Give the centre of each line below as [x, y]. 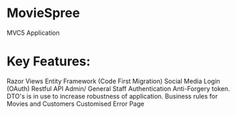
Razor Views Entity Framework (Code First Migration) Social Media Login [113, 81]
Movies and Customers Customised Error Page [76, 104]
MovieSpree [43, 13]
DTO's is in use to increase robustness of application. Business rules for [112, 96]
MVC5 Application [33, 33]
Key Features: [48, 61]
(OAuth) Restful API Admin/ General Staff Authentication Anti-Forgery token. [118, 88]
